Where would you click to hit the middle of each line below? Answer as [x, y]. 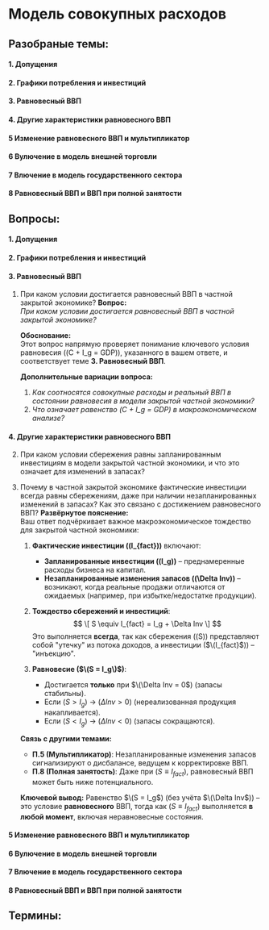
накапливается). [72, 713]
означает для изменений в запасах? [82, 472]
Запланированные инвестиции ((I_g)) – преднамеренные [144, 561]
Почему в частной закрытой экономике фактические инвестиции [133, 487]
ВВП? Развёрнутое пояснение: [74, 513]
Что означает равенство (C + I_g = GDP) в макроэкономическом [144, 410]
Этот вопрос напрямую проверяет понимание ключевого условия [134, 344]
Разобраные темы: [58, 44]
